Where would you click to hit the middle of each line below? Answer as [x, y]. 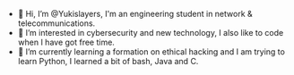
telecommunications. [56, 23]
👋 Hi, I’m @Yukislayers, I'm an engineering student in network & [135, 14]
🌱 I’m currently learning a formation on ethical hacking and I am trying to [151, 52]
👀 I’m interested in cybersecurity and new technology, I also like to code [151, 33]
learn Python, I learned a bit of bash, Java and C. [108, 61]
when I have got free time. [66, 42]
